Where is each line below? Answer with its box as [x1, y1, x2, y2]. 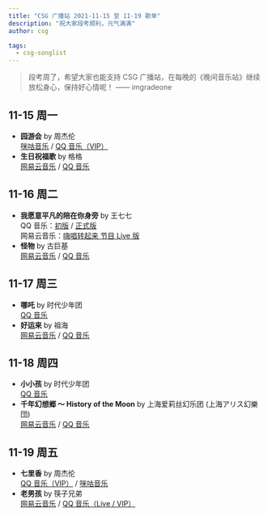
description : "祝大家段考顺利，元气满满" [8, 19, 136, 27]
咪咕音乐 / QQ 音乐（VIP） [19, 141, 108, 150]
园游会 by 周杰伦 [19, 131, 75, 141]
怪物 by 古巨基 [19, 240, 69, 251]
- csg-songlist [15, 49, 67, 57]
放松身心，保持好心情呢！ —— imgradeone [28, 82, 172, 92]
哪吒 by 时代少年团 [19, 300, 83, 310]
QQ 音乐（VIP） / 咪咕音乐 [19, 479, 108, 489]
